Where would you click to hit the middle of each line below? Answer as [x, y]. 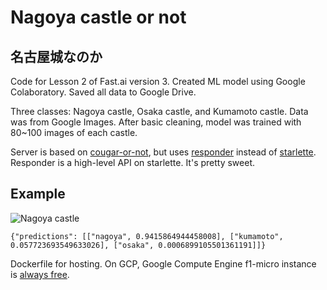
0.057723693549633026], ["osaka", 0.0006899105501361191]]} [138, 245]
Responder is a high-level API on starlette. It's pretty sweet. [133, 162]
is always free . [40, 274]
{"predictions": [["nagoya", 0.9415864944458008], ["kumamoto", [147, 236]
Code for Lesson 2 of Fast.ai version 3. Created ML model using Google [158, 81]
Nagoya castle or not [98, 17]
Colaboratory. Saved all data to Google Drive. [103, 92]
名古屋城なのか [56, 56]
